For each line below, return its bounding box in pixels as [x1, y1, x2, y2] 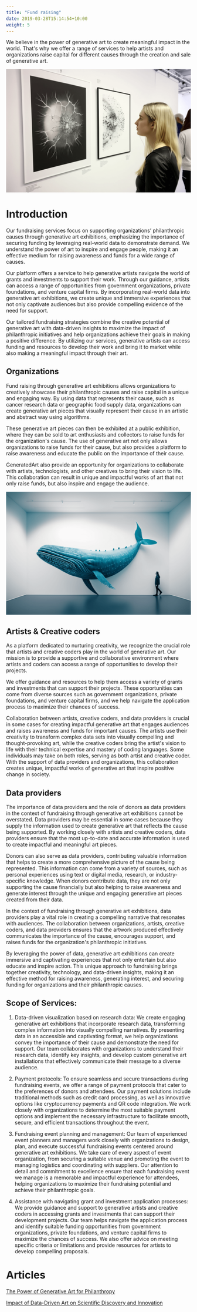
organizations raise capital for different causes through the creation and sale [6, 51, 191, 58]
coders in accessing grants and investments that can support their [14, 1210, 175, 1217]
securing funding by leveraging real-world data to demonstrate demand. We [6, 239, 190, 246]
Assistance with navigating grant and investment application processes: [14, 1197, 189, 1204]
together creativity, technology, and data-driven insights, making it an [6, 969, 174, 976]
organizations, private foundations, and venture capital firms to [14, 1229, 167, 1236]
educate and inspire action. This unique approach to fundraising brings [6, 962, 178, 969]
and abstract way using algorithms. [6, 413, 91, 420]
